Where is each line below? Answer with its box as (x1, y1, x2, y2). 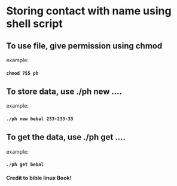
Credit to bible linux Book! (6, 175, 72, 181)
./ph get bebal (6, 161, 44, 168)
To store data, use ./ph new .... (6, 86, 123, 96)
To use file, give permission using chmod (6, 41, 163, 51)
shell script (6, 17, 63, 31)
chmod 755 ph (6, 70, 39, 76)
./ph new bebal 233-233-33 (6, 116, 74, 122)
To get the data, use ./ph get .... (6, 132, 126, 142)
